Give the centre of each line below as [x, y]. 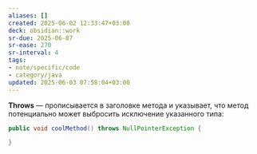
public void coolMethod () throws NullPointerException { [105, 128]
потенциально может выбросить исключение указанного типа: [116, 113]
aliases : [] [28, 16]
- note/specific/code [44, 68]
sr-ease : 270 [30, 45]
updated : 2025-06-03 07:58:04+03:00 [69, 82]
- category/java [35, 75]
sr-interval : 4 [34, 53]
